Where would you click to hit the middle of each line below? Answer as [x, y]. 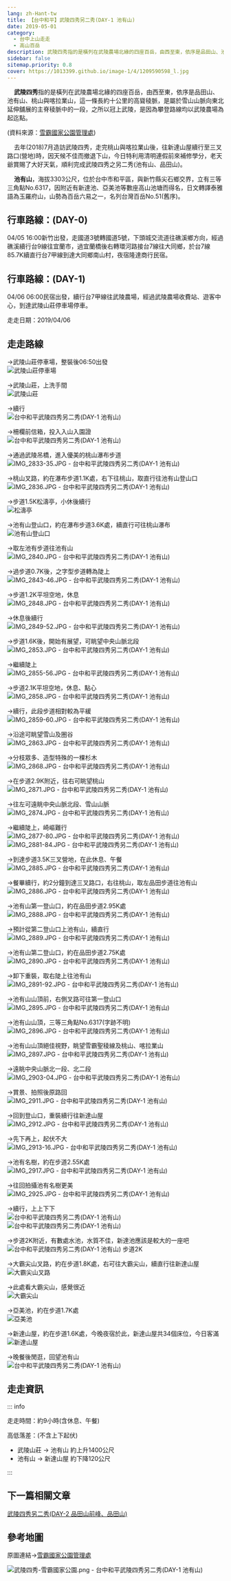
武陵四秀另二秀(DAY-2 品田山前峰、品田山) [67, 1513]
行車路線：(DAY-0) [47, 220]
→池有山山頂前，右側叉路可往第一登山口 [64, 999]
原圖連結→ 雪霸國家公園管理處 [49, 1555]
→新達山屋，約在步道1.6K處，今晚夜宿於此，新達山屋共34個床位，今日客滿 [113, 1333]
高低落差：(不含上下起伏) [43, 1435]
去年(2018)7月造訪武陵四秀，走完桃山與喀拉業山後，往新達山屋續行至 [112, 147]
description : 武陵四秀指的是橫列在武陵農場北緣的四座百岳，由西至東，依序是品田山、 [114, 52]
